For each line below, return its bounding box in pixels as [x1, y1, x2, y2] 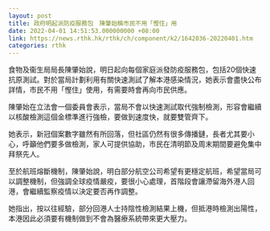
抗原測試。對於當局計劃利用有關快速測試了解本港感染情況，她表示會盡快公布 [8, 75, 262, 85]
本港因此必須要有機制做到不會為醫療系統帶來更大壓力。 [8, 214, 191, 224]
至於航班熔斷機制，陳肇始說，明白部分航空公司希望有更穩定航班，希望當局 [8, 167, 255, 176]
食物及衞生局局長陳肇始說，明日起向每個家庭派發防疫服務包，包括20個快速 [8, 65, 257, 75]
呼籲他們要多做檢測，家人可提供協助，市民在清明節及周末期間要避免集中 [22, 139, 262, 149]
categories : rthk [8, 42, 67, 50]
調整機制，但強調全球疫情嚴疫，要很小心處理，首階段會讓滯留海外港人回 [14, 176, 255, 186]
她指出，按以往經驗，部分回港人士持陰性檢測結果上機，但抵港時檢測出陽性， [8, 204, 262, 213]
